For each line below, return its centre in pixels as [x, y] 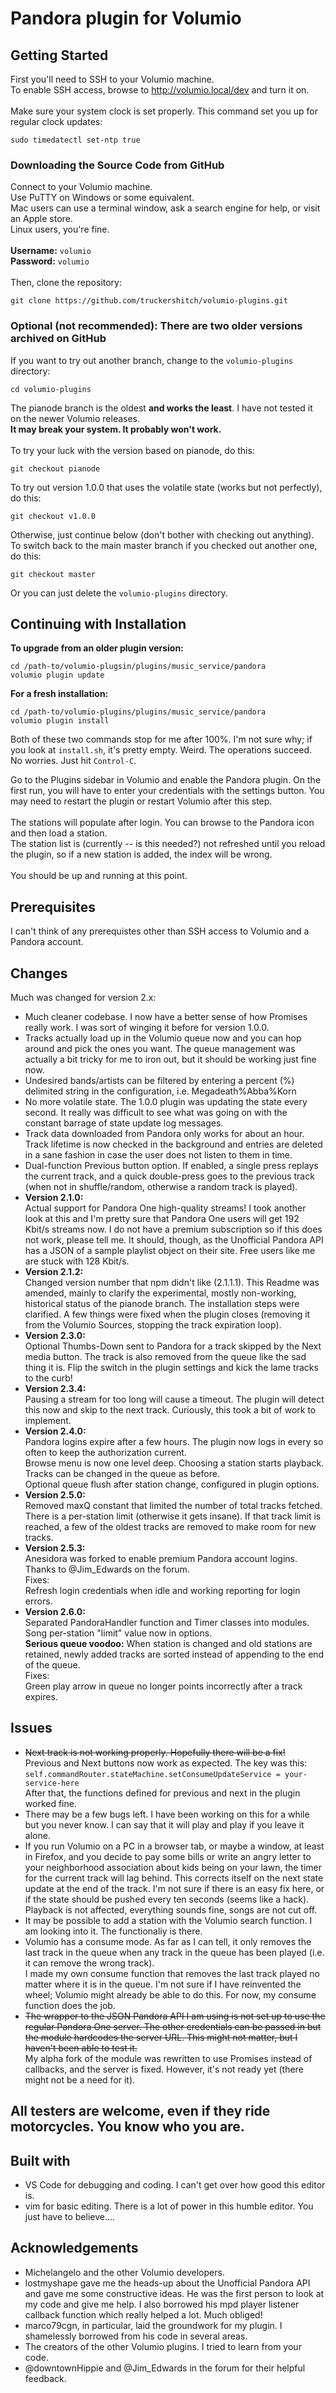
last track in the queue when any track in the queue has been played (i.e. [174, 1952]
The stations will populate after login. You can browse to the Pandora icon [162, 823]
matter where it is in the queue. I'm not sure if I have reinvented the [163, 1984]
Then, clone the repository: [66, 283]
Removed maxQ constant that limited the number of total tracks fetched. [173, 1506]
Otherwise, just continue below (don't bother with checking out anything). [162, 534]
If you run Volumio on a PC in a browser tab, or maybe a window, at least [174, 1846]
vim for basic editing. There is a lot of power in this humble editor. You [169, 2206]
